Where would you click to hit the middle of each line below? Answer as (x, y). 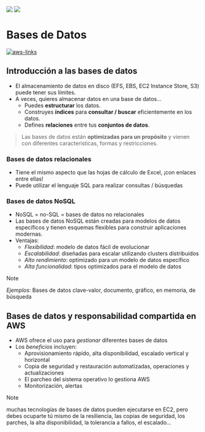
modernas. (29, 234)
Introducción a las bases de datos (72, 71)
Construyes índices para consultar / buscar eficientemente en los (108, 112)
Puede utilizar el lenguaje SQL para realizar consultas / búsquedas (99, 185)
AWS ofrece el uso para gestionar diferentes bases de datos (91, 340)
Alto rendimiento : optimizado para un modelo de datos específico (107, 260)
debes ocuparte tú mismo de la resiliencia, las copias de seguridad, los (96, 416)
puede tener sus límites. (46, 92)
